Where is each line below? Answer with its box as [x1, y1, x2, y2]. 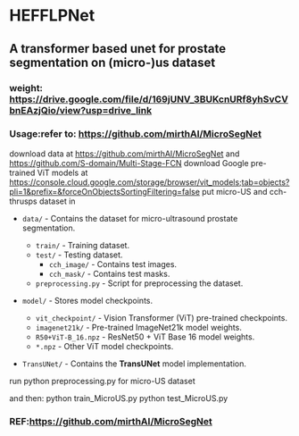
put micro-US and [202, 186, 268, 197]
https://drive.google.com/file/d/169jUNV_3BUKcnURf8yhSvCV [9, 93, 288, 105]
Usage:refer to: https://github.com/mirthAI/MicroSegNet [9, 128, 262, 140]
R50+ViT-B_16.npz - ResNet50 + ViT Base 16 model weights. [35, 331, 255, 342]
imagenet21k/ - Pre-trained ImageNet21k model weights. [35, 322, 243, 332]
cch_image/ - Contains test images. [48, 258, 177, 269]
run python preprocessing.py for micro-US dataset [9, 375, 196, 386]
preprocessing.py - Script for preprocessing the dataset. [35, 278, 244, 289]
